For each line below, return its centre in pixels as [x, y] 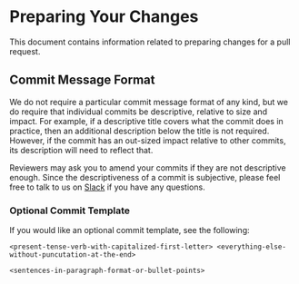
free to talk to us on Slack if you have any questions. [108, 187]
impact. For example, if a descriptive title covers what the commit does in [146, 121]
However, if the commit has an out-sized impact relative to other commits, [148, 140]
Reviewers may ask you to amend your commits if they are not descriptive [148, 167]
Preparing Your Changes [104, 17]
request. [25, 51]
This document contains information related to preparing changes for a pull [150, 42]
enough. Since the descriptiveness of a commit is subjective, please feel [145, 177]
